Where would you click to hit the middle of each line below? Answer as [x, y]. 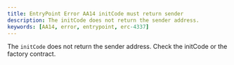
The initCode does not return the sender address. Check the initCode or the [117, 47]
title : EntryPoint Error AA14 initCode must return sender [96, 14]
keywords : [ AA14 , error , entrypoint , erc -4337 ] [78, 27]
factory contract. [32, 54]
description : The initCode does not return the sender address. [103, 20]
